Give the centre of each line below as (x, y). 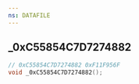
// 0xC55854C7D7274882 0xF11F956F (64, 65)
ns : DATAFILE (29, 15)
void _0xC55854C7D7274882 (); (55, 73)
